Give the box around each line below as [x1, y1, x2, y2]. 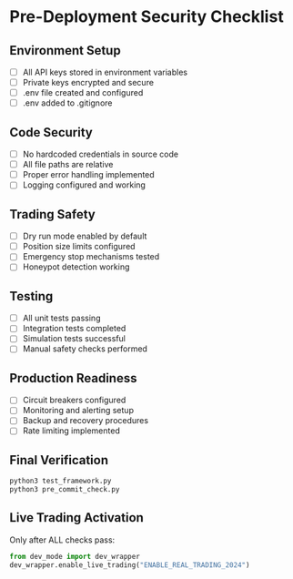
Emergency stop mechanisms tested [22, 251, 160, 262]
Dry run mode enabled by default [22, 230, 147, 242]
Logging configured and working [22, 179, 146, 190]
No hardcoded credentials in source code [22, 148, 179, 160]
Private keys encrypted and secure [22, 77, 155, 88]
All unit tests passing [22, 312, 101, 324]
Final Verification [9, 452, 109, 468]
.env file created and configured [22, 87, 144, 98]
